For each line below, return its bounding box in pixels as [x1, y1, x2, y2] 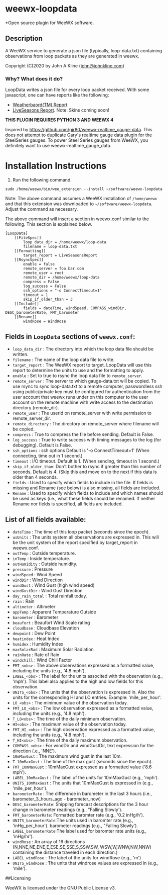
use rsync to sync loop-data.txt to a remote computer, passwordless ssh [12, 383, 163, 389]
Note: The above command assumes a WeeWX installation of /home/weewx [5, 195, 157, 201]
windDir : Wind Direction [12, 577, 63, 583]
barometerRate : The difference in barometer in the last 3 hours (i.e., [12, 790, 152, 796]
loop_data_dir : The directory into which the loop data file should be [12, 345, 154, 352]
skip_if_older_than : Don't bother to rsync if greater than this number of [12, 463, 161, 469]
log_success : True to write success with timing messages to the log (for [12, 436, 161, 442]
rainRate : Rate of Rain [12, 652, 60, 658]
